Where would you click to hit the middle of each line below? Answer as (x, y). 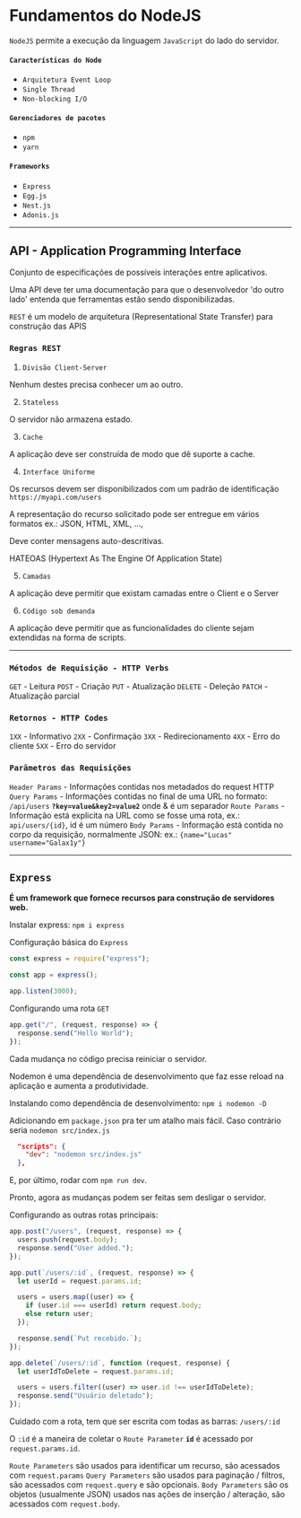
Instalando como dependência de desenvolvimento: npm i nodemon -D (138, 1103)
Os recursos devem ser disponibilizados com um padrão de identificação (144, 488)
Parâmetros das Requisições (70, 768)
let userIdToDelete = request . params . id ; (96, 1371)
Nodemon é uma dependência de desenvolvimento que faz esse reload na (147, 1076)
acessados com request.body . (65, 1504)
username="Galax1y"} (48, 843)
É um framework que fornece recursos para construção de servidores (142, 898)
